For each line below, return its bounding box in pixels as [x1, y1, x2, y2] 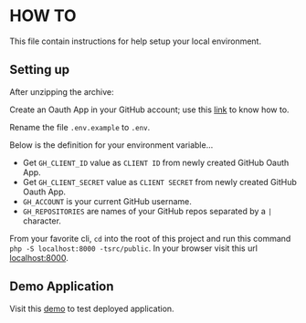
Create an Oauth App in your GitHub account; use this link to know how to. [9, 104, 290, 115]
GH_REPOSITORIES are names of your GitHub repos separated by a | [22, 205, 272, 216]
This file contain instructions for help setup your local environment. [9, 36, 262, 47]
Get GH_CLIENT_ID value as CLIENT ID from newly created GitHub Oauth [22, 157, 290, 168]
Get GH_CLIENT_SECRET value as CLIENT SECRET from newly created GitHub [22, 176, 297, 187]
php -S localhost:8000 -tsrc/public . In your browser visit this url [9, 243, 259, 254]
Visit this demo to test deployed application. [9, 303, 175, 314]
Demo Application [9, 279, 114, 295]
